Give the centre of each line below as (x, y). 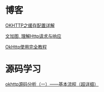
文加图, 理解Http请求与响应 (33, 36)
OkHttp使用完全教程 (26, 47)
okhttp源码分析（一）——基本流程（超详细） (52, 84)
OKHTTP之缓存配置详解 (30, 25)
